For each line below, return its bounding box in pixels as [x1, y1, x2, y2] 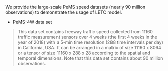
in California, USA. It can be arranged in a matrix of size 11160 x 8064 [17, 45, 161, 50]
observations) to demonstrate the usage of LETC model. [5, 9, 122, 15]
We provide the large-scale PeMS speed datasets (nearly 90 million [5, 4, 146, 10]
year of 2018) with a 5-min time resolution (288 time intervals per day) [17, 39, 164, 45]
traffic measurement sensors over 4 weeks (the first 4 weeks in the [17, 34, 157, 40]
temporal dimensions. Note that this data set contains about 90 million [17, 55, 163, 61]
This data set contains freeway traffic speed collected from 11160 [17, 29, 153, 34]
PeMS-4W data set [12, 19, 52, 25]
